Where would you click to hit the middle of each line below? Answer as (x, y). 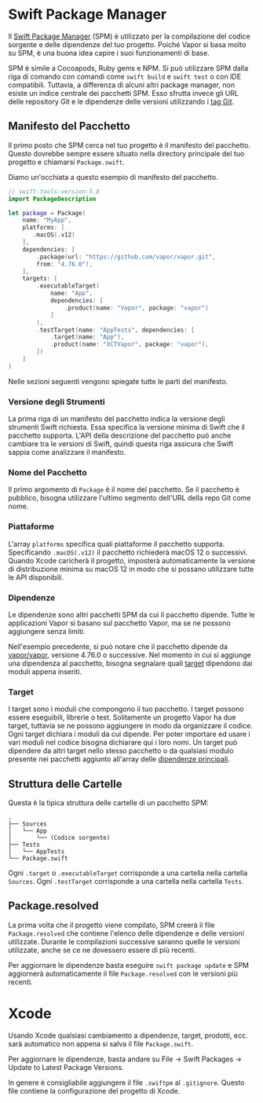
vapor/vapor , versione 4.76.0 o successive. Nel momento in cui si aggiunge (130, 654)
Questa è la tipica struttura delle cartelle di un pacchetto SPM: (109, 803)
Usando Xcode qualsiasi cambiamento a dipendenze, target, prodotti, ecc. (128, 1035)
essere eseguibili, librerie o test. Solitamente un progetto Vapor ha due (122, 717)
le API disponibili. (36, 577)
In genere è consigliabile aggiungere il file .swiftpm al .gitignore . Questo (126, 1083)
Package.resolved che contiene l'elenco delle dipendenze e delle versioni (126, 933)
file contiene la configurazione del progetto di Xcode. (94, 1090)
